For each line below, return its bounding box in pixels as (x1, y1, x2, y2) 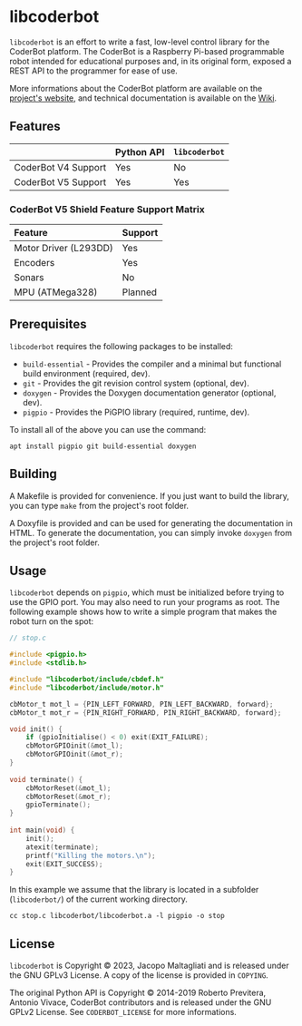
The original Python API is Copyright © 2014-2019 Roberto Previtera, (9, 987, 267, 999)
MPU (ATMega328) (14, 286, 98, 298)
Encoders (14, 257, 55, 269)
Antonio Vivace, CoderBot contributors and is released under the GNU (9, 997, 272, 1008)
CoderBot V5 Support (14, 175, 107, 188)
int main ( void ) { (9, 826, 75, 835)
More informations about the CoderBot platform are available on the (9, 83, 263, 93)
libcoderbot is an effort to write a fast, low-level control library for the (9, 36, 270, 47)
